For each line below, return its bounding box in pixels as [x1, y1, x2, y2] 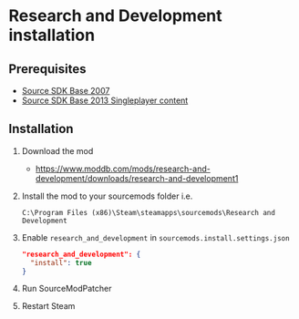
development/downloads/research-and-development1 [35, 172, 239, 183]
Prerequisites [8, 61, 87, 77]
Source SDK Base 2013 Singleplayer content [21, 95, 189, 106]
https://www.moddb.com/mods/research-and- [35, 163, 211, 174]
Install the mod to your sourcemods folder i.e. [21, 190, 193, 201]
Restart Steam [21, 301, 76, 312]
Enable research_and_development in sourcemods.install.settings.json [21, 232, 290, 242]
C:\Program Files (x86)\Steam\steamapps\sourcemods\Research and [21, 208, 275, 217]
